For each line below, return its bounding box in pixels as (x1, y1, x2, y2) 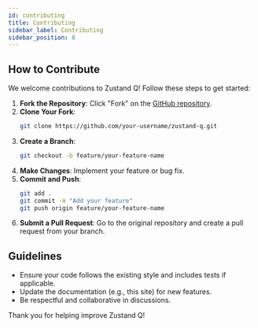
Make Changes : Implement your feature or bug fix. (19, 166, 185, 175)
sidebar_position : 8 (8, 33, 76, 42)
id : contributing (8, 11, 65, 20)
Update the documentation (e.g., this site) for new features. (19, 287, 212, 297)
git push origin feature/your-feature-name (19, 204, 165, 212)
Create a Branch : (19, 136, 76, 146)
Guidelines (8, 249, 62, 263)
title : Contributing (8, 19, 76, 27)
